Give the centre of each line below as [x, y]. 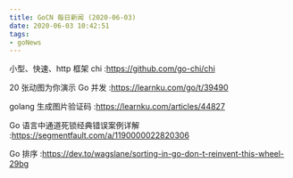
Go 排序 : [26, 154]
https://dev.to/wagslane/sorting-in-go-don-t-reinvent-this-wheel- [163, 154]
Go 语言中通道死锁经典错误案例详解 [75, 125]
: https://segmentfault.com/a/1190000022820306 [100, 135]
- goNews [25, 42]
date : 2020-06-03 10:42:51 [59, 26]
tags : [19, 34]
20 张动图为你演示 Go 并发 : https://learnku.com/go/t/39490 [119, 88]
